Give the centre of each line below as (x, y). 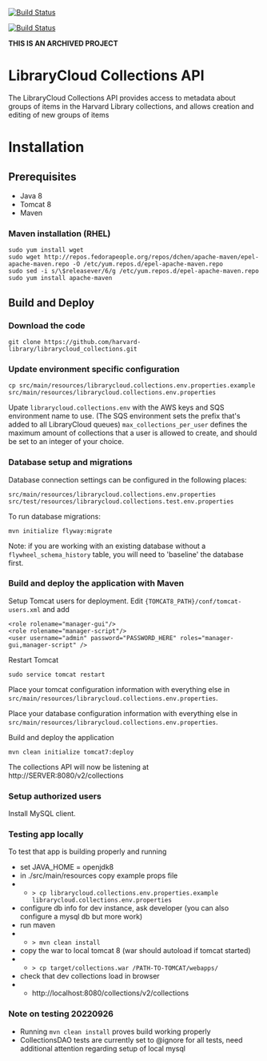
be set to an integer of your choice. (66, 442)
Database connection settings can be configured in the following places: (128, 479)
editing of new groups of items (59, 114)
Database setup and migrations (71, 462)
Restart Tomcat (34, 659)
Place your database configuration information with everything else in (123, 713)
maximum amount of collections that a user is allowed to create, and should (133, 433)
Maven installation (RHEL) (60, 234)
